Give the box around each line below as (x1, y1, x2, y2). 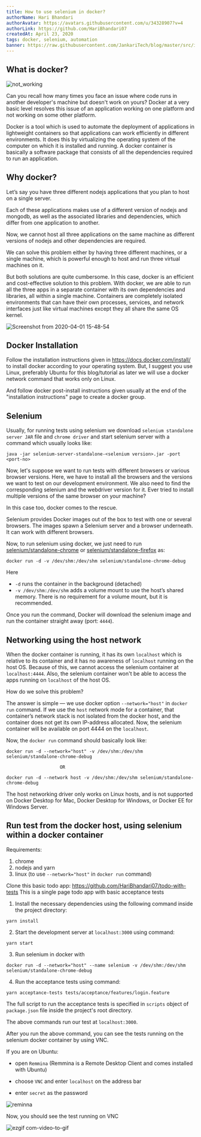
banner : (6, 43, 26, 49)
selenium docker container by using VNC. (6, 1036, 109, 1043)
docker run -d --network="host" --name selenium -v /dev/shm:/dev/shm (6, 962, 186, 968)
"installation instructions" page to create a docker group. (6, 393, 147, 401)
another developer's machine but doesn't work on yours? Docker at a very (6, 99, 190, 106)
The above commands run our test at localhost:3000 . (6, 1018, 138, 1025)
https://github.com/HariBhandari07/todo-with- (71, 882, 187, 889)
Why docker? (6, 172, 57, 183)
